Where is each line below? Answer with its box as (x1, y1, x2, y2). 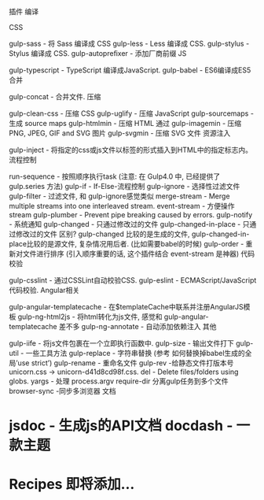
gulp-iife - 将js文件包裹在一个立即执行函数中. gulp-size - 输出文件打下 (9, 339, 235, 348)
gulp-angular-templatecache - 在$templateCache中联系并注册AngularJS (9, 302, 244, 311)
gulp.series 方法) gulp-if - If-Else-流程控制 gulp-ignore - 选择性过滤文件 (9, 182, 240, 191)
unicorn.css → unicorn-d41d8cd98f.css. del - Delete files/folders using (9, 367, 239, 376)
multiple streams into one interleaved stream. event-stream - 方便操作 (9, 202, 235, 210)
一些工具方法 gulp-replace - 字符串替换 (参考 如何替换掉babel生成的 (25, 349, 246, 357)
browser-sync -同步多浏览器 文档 (9, 387, 116, 395)
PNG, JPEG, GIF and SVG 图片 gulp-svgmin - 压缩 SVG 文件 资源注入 (9, 128, 231, 138)
